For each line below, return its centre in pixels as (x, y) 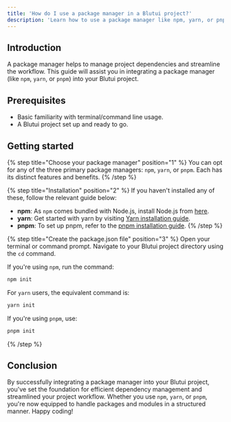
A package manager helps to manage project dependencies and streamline (114, 64)
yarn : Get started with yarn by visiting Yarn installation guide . (104, 218)
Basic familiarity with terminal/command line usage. (90, 117)
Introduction (34, 48)
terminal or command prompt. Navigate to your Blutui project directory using (115, 246)
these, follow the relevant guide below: (62, 197)
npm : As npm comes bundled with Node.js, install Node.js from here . (113, 211)
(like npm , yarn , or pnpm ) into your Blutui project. (73, 79)
